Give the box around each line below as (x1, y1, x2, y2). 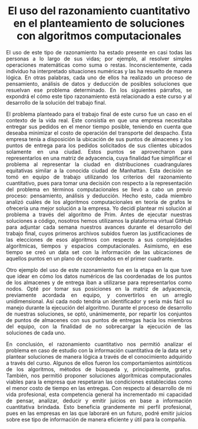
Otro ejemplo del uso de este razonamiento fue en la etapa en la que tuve (6, 266, 192, 273)
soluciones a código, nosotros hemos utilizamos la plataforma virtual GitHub (6, 217, 192, 224)
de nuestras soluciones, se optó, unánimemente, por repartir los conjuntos (6, 310, 192, 317)
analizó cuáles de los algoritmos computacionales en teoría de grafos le (6, 198, 192, 205)
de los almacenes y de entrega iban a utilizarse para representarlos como (6, 279, 192, 286)
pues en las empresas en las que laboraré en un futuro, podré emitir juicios (6, 409, 192, 417)
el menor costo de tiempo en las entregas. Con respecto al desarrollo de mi (6, 384, 192, 391)
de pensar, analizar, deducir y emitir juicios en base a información (6, 397, 192, 404)
